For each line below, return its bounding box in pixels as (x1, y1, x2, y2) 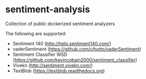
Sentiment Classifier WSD (12, 51, 68, 57)
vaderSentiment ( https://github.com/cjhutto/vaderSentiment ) (12, 46, 141, 52)
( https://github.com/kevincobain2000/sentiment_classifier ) (12, 56, 137, 63)
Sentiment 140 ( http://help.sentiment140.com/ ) (12, 40, 112, 47)
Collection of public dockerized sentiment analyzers (5, 21, 115, 27)
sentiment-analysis (5, 4, 90, 15)
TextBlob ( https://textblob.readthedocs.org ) (12, 68, 105, 74)
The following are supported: (5, 30, 67, 36)
